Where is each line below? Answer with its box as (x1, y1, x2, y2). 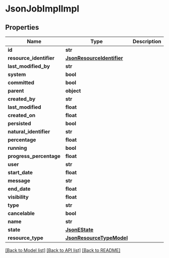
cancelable (8, 210, 35, 217)
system (8, 71, 26, 78)
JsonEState (65, 226, 94, 233)
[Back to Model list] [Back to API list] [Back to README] (5, 247, 121, 253)
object (65, 88, 81, 94)
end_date (8, 186, 31, 192)
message (8, 177, 30, 184)
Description (132, 38, 161, 45)
